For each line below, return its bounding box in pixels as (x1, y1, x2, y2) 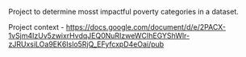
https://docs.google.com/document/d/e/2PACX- (65, 22, 227, 31)
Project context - (8, 22, 65, 31)
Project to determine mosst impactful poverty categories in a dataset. (8, 7, 240, 16)
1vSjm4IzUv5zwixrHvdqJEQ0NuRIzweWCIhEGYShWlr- (8, 31, 190, 40)
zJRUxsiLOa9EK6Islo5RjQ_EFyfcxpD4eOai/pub (8, 39, 165, 49)
